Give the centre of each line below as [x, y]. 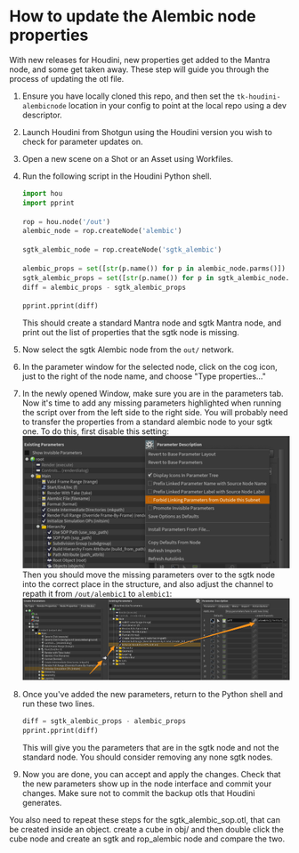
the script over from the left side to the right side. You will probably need [155, 413]
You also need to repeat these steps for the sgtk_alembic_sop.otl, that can [145, 820]
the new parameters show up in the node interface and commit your [147, 784]
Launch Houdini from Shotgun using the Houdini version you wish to [147, 132]
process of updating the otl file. [67, 78]
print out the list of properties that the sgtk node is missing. [131, 333]
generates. [42, 803]
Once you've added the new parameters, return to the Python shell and [152, 695]
